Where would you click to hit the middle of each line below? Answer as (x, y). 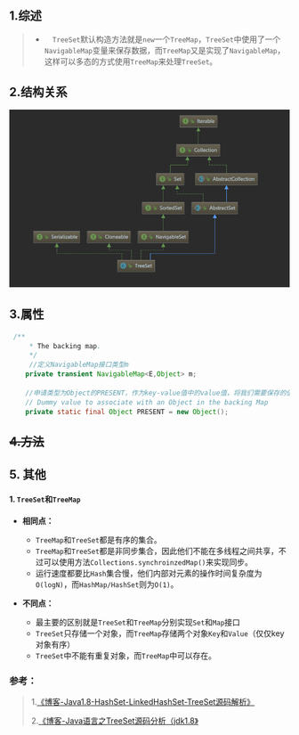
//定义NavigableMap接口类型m (79, 365)
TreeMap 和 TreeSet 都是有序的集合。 (98, 539)
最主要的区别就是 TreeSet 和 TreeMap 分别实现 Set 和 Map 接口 (137, 622)
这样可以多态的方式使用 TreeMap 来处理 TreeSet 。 (131, 61)
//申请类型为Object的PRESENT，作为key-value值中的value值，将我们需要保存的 (156, 393)
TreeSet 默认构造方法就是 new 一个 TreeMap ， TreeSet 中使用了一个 (166, 39)
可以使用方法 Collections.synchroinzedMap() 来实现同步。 (148, 562)
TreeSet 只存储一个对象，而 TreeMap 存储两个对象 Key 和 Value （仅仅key (160, 633)
